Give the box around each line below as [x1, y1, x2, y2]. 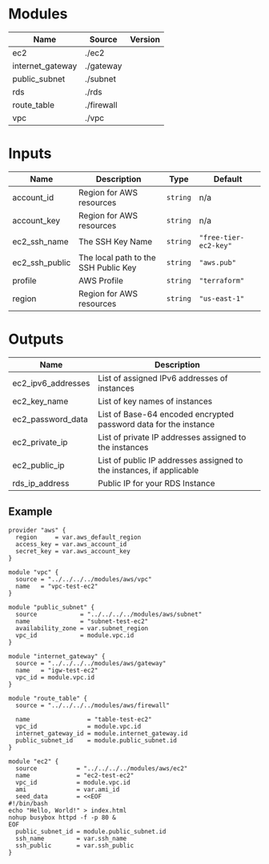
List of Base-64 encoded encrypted [98, 408, 235, 420]
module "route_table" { [8, 694, 88, 702]
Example [8, 505, 53, 519]
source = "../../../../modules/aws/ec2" [15, 764, 188, 773]
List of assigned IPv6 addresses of [98, 372, 228, 384]
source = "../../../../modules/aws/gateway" [15, 659, 167, 667]
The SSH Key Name [78, 235, 153, 247]
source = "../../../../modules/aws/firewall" [15, 701, 171, 709]
